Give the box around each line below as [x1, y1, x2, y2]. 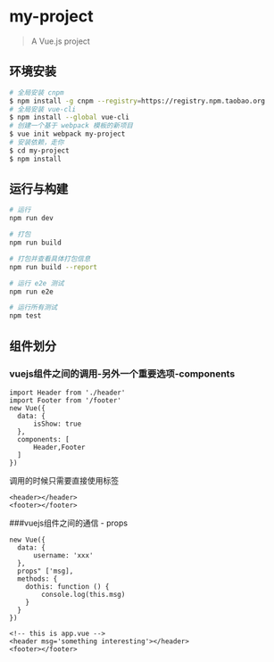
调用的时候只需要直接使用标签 [9, 475, 119, 485]
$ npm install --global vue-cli [9, 113, 129, 122]
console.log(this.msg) [41, 590, 126, 599]
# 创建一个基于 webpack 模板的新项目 [9, 121, 134, 130]
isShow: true [32, 419, 82, 428]
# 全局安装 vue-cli [9, 104, 77, 113]
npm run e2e [9, 287, 54, 296]
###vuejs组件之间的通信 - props [9, 517, 128, 528]
